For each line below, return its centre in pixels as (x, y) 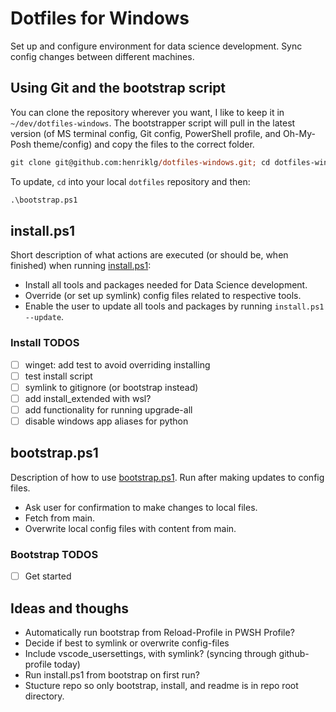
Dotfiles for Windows (100, 18)
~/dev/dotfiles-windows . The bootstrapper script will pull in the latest (153, 123)
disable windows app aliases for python (106, 421)
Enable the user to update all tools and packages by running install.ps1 (174, 306)
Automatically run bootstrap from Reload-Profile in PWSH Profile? (159, 632)
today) (67, 664)
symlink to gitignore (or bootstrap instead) (111, 387)
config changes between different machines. (102, 56)
